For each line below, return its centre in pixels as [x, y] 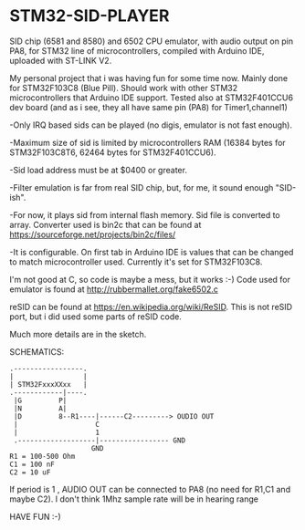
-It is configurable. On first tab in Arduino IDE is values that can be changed [152, 252]
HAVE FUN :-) [35, 516]
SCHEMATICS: [37, 351]
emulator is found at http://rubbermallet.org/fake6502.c [114, 289]
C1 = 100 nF [32, 464]
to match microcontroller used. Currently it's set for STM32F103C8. [136, 262]
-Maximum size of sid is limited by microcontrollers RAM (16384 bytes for [147, 142]
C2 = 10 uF [30, 472]
